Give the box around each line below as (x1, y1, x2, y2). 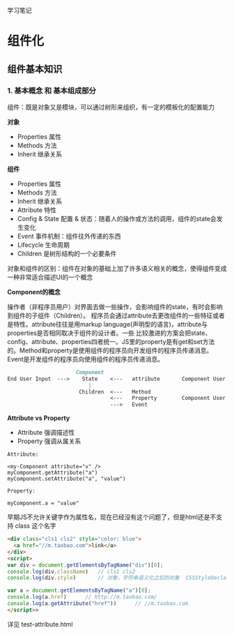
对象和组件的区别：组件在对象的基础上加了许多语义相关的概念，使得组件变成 (7, 264, 227, 272)
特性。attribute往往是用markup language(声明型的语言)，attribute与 (13, 320, 208, 328)
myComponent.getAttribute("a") (7, 470, 98, 477)
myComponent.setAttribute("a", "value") (7, 475, 127, 483)
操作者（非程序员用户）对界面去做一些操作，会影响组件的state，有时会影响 (7, 302, 223, 311)
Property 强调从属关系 (17, 437, 81, 445)
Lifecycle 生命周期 (17, 240, 70, 249)
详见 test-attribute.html (7, 620, 73, 628)
